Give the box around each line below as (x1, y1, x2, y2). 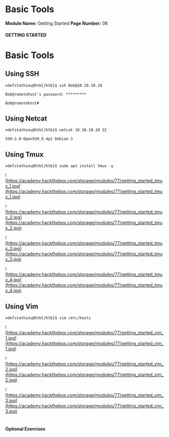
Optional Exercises (5, 426, 46, 432)
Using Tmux (5, 150, 44, 158)
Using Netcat (5, 114, 47, 123)
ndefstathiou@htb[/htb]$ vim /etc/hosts (5, 315, 92, 320)
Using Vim (5, 302, 39, 311)
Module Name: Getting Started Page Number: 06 (5, 20, 108, 26)
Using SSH (5, 70, 39, 78)
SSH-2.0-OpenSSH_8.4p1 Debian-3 (5, 136, 73, 142)
